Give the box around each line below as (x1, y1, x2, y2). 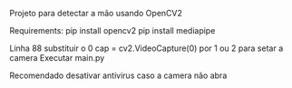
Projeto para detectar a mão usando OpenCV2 (9, 8, 183, 18)
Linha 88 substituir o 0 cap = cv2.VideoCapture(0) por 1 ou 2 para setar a (9, 43, 284, 54)
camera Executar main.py (9, 53, 105, 63)
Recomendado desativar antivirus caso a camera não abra (9, 70, 228, 81)
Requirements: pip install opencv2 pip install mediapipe (9, 25, 216, 35)
